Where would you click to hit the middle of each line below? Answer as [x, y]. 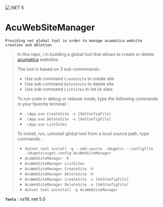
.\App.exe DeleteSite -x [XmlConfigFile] [68, 119]
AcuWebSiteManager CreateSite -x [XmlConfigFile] [77, 179]
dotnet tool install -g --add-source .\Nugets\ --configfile [89, 149]
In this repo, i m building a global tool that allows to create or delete [85, 54]
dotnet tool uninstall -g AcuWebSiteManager [71, 190]
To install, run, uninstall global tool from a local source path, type [83, 133]
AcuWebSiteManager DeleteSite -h [59, 174]
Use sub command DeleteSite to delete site [69, 83]
